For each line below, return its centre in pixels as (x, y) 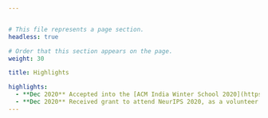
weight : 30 (26, 59)
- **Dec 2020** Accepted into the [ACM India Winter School (117, 95)
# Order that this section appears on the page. (91, 51)
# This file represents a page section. (77, 29)
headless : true (33, 36)
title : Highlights (39, 73)
